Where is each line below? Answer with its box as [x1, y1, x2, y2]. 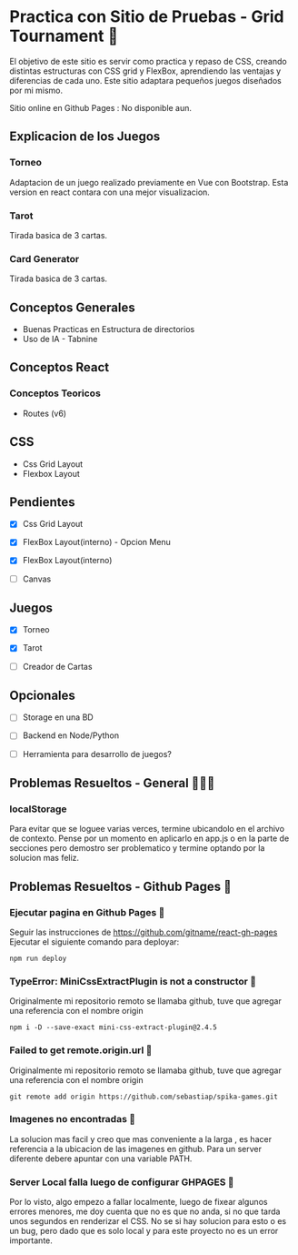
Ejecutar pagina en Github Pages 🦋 [9, 906, 165, 918]
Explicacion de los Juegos [9, 129, 161, 145]
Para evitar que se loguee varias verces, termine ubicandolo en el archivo [9, 824, 284, 835]
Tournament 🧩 [9, 25, 119, 46]
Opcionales [9, 687, 75, 703]
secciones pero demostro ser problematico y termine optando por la [9, 843, 265, 854]
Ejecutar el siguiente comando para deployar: [9, 936, 180, 947]
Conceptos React [9, 359, 110, 375]
